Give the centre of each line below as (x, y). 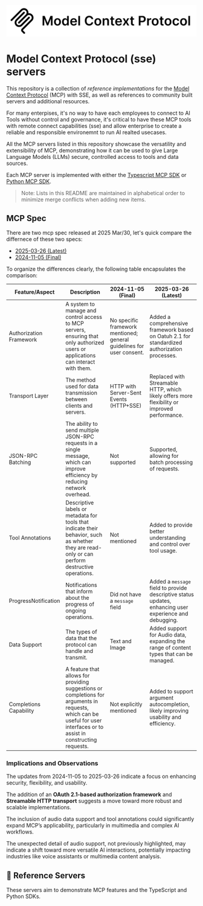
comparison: (22, 275)
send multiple (82, 430)
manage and (81, 310)
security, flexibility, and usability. (47, 783)
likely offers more (171, 396)
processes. (163, 356)
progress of (80, 604)
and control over (170, 544)
